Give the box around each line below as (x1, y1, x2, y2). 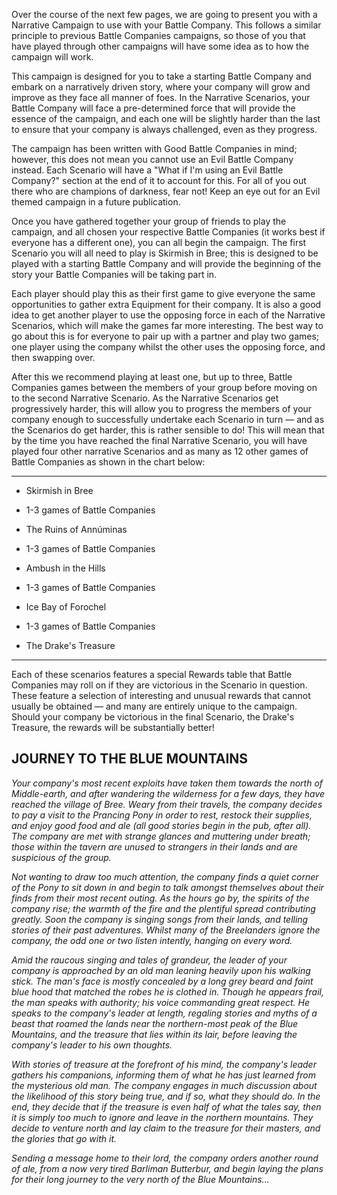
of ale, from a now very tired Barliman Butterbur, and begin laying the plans (11, 1162, 324, 1174)
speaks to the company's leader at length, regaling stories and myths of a (11, 1007, 318, 1019)
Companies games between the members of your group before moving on (11, 382, 318, 393)
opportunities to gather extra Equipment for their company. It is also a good (11, 299, 322, 310)
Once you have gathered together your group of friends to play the (11, 215, 287, 227)
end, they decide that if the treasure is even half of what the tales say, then (11, 1100, 322, 1113)
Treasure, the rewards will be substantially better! (11, 722, 215, 733)
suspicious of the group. (11, 851, 112, 863)
